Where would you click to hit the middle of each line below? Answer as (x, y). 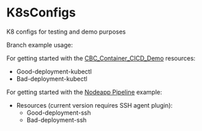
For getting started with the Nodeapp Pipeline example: (84, 92)
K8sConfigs (41, 13)
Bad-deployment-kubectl (52, 79)
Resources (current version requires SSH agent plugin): (94, 105)
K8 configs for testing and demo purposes (66, 32)
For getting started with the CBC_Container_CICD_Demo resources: (101, 58)
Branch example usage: (40, 45)
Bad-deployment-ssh (56, 120)
